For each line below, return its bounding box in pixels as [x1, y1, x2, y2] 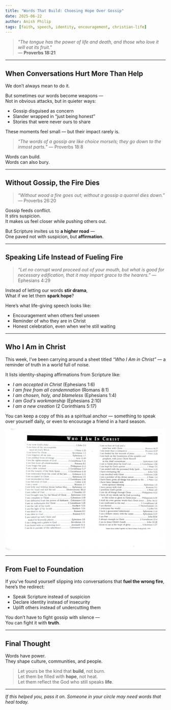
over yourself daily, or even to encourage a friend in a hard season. [5, 418, 146, 424]
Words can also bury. [5, 159, 50, 165]
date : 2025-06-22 [5, 13, 42, 19]
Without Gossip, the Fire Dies [5, 179, 100, 187]
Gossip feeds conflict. [5, 207, 51, 213]
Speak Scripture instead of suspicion [12, 593, 91, 600]
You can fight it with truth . [5, 620, 61, 626]
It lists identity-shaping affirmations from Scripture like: [5, 372, 121, 378]
